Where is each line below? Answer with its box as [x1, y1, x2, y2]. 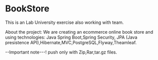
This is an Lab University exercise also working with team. [5, 19, 124, 25]
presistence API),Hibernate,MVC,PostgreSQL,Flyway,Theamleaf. [5, 39, 137, 45]
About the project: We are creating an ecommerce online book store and [5, 29, 153, 35]
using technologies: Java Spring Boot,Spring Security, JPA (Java [5, 34, 138, 40]
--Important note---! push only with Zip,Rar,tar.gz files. [5, 49, 118, 55]
